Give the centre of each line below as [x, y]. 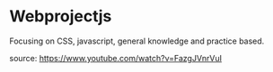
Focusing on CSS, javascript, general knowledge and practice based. [137, 41]
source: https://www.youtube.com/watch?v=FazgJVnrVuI [116, 58]
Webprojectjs [61, 16]
